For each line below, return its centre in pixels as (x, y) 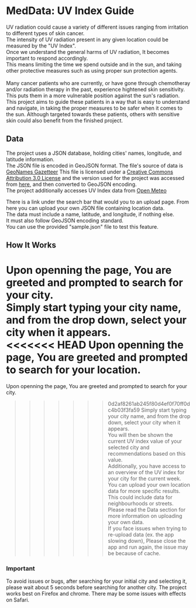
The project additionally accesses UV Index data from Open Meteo (86, 190)
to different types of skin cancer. (45, 33)
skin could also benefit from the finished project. (64, 120)
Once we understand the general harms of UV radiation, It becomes (88, 52)
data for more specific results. (144, 491)
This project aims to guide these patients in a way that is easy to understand (98, 101)
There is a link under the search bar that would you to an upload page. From (97, 202)
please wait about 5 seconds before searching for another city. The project (97, 587)
